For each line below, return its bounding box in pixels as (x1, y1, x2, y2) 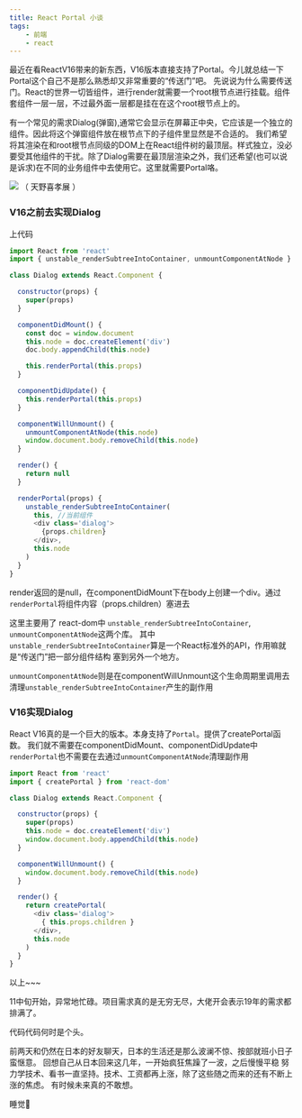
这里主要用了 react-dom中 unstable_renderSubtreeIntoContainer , (9, 617, 252, 628)
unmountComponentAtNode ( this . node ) (25, 427, 159, 437)
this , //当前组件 (32, 510, 93, 519)
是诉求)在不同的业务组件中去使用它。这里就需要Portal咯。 (9, 162, 223, 173)
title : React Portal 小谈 (9, 13, 103, 23)
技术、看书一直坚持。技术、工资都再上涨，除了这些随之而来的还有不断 (24, 1068, 285, 1079)
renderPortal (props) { (17, 493, 102, 503)
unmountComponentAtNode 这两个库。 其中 (9, 628, 155, 639)
